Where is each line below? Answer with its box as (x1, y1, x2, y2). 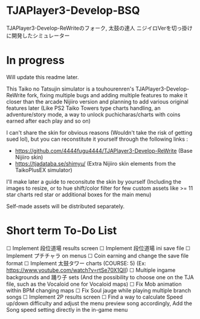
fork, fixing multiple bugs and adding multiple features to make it (27, 91, 188, 98)
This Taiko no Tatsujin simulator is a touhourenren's (6, 85, 135, 92)
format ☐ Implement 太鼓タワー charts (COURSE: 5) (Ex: (6, 259, 146, 266)
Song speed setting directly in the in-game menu (6, 306, 128, 313)
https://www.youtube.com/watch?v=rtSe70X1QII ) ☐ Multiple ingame (6, 266, 176, 274)
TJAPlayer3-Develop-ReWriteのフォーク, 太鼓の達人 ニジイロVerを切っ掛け (6, 24, 193, 31)
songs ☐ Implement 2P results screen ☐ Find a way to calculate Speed (6, 293, 183, 300)
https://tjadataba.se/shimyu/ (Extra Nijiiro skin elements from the (15, 159, 176, 167)
